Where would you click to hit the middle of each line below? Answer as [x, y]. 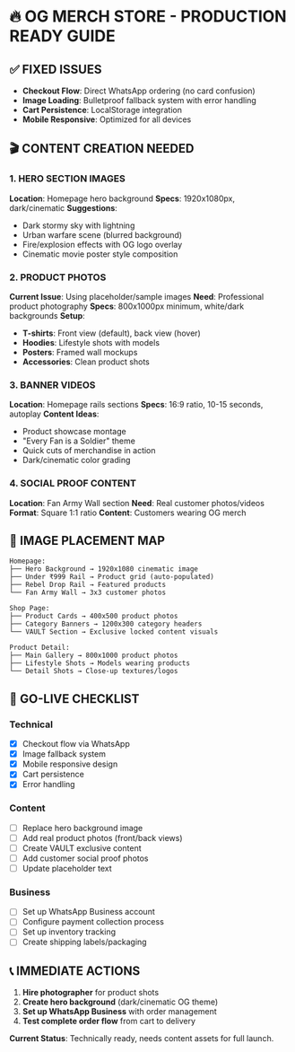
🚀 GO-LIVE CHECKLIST [74, 699]
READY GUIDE [63, 36]
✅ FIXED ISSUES [56, 69]
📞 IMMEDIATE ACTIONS [75, 971]
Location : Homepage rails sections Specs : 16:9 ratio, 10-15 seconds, [136, 405]
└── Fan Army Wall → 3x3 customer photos [88, 593]
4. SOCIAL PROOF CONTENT [73, 484]
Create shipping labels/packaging [84, 942]
